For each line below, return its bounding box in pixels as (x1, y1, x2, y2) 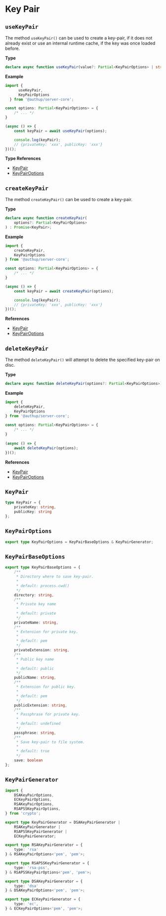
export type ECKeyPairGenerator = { (5, 897, 81, 902)
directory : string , (14, 592, 54, 597)
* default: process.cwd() (16, 583, 70, 588)
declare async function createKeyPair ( (5, 216, 87, 221)
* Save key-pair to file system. (16, 740, 85, 745)
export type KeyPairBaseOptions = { (5, 565, 81, 570)
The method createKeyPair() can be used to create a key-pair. (5, 197, 132, 203)
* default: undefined (16, 721, 61, 726)
